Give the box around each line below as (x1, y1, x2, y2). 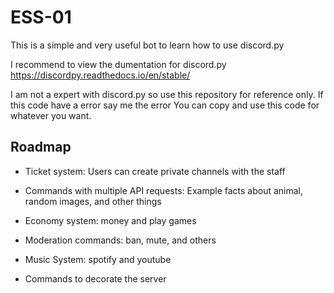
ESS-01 (10, 6, 72, 29)
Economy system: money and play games (24, 214, 197, 226)
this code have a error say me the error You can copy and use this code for (10, 99, 320, 111)
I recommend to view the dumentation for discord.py (10, 58, 227, 70)
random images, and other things (24, 195, 162, 207)
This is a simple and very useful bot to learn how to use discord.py (10, 39, 285, 51)
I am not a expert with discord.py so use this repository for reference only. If (10, 88, 324, 100)
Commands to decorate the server (24, 272, 167, 285)
